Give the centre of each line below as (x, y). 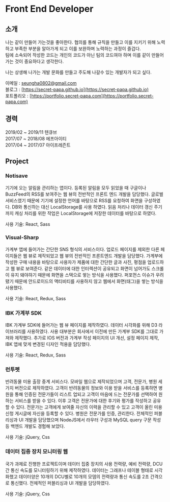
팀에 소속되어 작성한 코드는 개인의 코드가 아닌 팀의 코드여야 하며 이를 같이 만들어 (85, 55)
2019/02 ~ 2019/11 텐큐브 (31, 132)
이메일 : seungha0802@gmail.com (41, 83)
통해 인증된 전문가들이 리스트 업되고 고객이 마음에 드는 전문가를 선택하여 (86, 394)
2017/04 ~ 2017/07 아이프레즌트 (38, 145)
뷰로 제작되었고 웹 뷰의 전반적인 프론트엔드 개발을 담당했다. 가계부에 (95, 255)
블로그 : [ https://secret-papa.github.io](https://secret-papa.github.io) (77, 89)
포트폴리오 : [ (18, 96)
